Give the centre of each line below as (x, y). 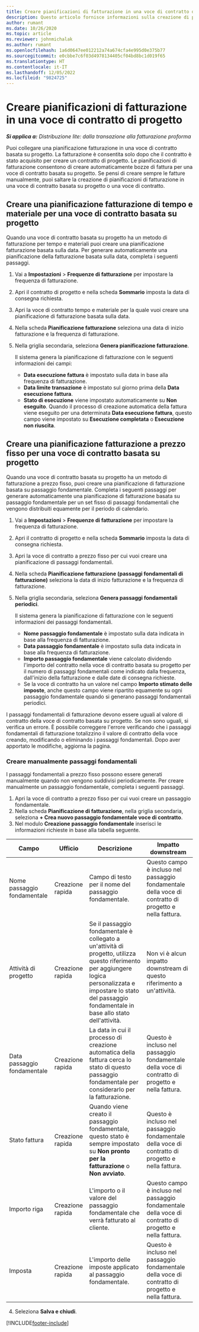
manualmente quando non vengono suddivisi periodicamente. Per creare (95, 780)
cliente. (99, 1227)
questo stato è (109, 1136)
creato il (100, 1114)
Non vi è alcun (166, 953)
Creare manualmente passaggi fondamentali (72, 761)
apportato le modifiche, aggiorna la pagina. (59, 746)
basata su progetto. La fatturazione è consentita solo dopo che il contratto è (99, 155)
